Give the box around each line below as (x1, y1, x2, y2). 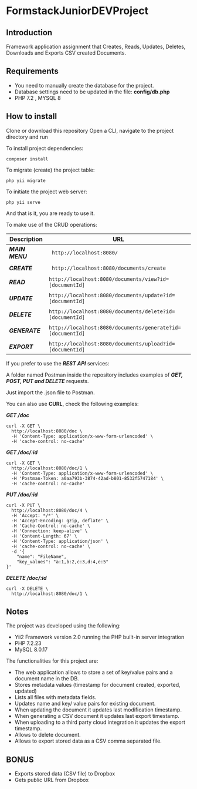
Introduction (6, 28, 53, 38)
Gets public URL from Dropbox (14, 777, 89, 784)
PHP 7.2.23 (14, 640, 42, 647)
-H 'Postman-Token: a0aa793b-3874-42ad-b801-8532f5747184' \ (11, 475, 164, 481)
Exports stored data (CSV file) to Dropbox (14, 770, 116, 777)
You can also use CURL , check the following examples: (6, 400, 139, 407)
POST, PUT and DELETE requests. (6, 377, 89, 384)
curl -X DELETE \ (6, 586, 49, 592)
